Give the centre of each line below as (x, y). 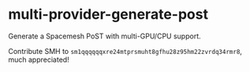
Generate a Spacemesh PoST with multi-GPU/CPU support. (104, 36)
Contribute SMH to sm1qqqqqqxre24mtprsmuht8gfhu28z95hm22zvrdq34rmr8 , (125, 51)
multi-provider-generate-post (108, 14)
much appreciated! (39, 59)
